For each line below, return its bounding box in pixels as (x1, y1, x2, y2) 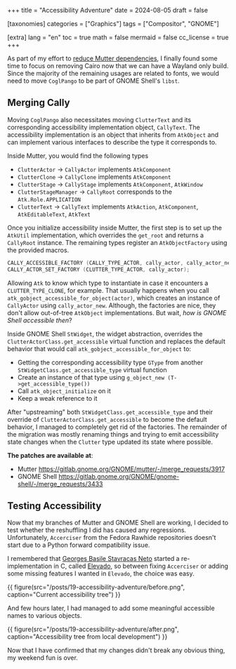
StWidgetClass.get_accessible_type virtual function (17, 365, 167, 374)
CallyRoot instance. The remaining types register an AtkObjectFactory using (7, 238, 228, 246)
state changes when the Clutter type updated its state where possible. (7, 437, 213, 446)
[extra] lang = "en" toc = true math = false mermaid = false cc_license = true (7, 33, 229, 41)
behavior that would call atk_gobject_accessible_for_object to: (7, 344, 192, 353)
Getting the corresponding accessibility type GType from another (17, 358, 204, 366)
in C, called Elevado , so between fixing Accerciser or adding (53, 562, 228, 571)
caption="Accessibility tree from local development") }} (7, 632, 168, 641)
